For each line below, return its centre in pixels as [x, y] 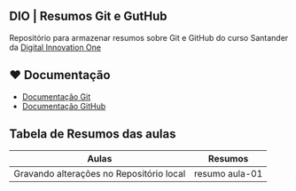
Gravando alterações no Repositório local [100, 174]
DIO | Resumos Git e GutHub [88, 16]
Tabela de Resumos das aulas [93, 134]
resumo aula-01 [228, 174]
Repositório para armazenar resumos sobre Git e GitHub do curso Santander [149, 37]
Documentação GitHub [64, 106]
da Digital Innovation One [55, 47]
